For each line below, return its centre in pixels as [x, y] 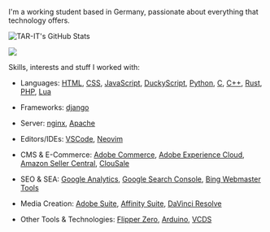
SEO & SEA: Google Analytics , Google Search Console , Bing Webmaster [141, 179]
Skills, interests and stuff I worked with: [74, 67]
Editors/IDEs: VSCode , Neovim [72, 139]
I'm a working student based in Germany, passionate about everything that [133, 12]
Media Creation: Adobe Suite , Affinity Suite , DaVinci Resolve [121, 204]
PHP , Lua [35, 92]
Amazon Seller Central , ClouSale [75, 163]
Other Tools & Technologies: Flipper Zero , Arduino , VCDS [116, 219]
